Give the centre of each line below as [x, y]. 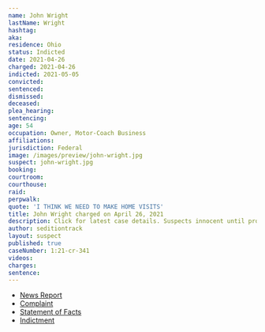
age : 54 [21, 126]
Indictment [37, 320]
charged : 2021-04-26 [42, 67]
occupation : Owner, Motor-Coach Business [77, 133]
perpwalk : [24, 199]
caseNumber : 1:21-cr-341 [49, 251]
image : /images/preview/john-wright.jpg [76, 155]
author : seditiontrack [45, 229]
